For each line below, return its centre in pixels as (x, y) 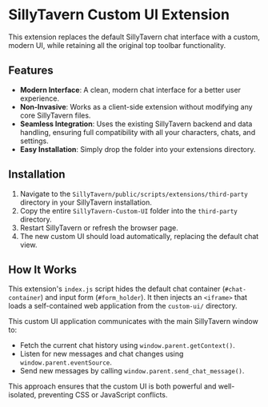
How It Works (43, 269)
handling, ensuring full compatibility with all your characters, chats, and (138, 132)
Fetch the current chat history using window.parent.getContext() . (127, 345)
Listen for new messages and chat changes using (102, 354)
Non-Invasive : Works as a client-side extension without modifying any (136, 106)
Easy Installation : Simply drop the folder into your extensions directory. (138, 149)
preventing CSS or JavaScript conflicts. (103, 395)
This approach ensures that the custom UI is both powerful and (112, 386)
